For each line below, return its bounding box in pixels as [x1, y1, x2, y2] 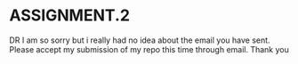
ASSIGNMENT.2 [9, 5, 131, 26]
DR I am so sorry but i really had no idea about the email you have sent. [9, 35, 270, 45]
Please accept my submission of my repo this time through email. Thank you [9, 44, 289, 54]
